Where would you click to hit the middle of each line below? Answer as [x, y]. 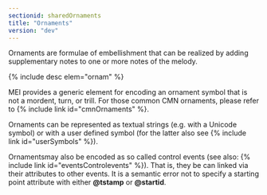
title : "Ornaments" [41, 23]
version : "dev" [33, 30]
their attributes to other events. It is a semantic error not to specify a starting [133, 174]
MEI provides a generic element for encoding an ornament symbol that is [128, 92]
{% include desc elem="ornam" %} [66, 77]
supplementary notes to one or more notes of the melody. [103, 61]
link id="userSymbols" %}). [53, 142]
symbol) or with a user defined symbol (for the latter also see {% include [128, 133]
